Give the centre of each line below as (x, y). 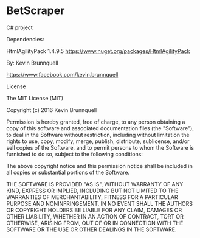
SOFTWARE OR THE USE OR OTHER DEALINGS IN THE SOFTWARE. (91, 229)
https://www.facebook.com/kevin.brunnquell (62, 74)
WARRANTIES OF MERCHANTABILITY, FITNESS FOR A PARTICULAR (92, 197)
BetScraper (36, 11)
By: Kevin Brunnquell (33, 63)
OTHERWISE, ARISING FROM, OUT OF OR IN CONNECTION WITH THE (95, 223)
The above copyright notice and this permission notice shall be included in (99, 166)
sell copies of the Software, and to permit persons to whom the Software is (100, 147)
